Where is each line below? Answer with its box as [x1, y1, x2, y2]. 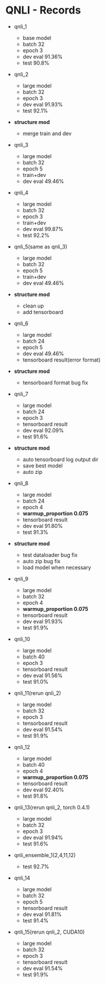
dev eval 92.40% [22, 786, 64, 793]
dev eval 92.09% [22, 427, 64, 434]
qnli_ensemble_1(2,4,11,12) [13, 851, 76, 858]
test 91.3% [22, 529, 49, 536]
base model [22, 34, 52, 41]
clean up [22, 302, 45, 309]
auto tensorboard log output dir [22, 456, 99, 463]
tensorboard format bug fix [22, 379, 88, 386]
